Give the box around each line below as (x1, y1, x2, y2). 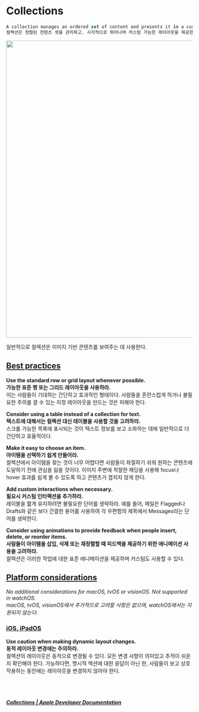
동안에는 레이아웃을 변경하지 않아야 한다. (26, 667, 120, 674)
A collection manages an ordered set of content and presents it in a (6, 24, 184, 30)
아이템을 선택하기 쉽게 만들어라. (6, 451, 79, 458)
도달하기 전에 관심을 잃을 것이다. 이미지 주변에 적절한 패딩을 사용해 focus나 (6, 466, 179, 473)
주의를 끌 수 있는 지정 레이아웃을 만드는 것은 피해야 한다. (17, 398, 147, 405)
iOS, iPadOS (6, 624, 41, 632)
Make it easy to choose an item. (6, 444, 86, 451)
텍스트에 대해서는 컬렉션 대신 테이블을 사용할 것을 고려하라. (6, 417, 141, 424)
